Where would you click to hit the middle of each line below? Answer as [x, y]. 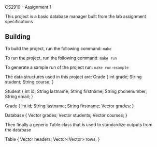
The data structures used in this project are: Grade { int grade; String [73, 77]
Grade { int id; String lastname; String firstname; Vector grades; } [70, 106]
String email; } [19, 96]
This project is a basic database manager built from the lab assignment [76, 16]
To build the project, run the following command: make [58, 49]
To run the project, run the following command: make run [61, 58]
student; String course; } [29, 82]
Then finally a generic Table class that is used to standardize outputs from [79, 124]
